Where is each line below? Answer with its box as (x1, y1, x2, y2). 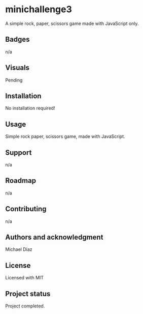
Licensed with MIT (5, 275, 44, 281)
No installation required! (5, 105, 55, 111)
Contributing (5, 205, 47, 213)
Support (5, 148, 32, 157)
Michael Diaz (5, 246, 32, 252)
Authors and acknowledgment (5, 233, 103, 242)
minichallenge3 (5, 4, 73, 15)
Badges (5, 35, 30, 44)
